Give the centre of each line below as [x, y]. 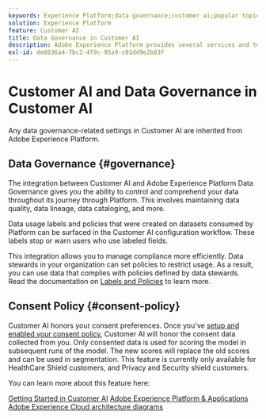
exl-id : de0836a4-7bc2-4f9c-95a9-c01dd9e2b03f [86, 52]
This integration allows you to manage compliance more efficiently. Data [126, 256]
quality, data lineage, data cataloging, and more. [87, 208]
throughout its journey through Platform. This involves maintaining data [124, 200]
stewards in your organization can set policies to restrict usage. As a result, [131, 264]
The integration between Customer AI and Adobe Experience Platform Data [131, 183]
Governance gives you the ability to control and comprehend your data [123, 191]
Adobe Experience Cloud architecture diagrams [86, 406]
